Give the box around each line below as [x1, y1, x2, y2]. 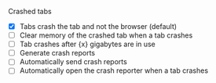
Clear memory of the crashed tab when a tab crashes [19, 31, 193, 40]
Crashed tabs [8, 7, 53, 16]
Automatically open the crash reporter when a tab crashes [19, 66, 209, 75]
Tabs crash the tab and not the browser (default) [19, 22, 178, 31]
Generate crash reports [19, 49, 96, 58]
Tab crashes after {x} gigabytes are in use [19, 39, 156, 49]
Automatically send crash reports [19, 57, 127, 67]
